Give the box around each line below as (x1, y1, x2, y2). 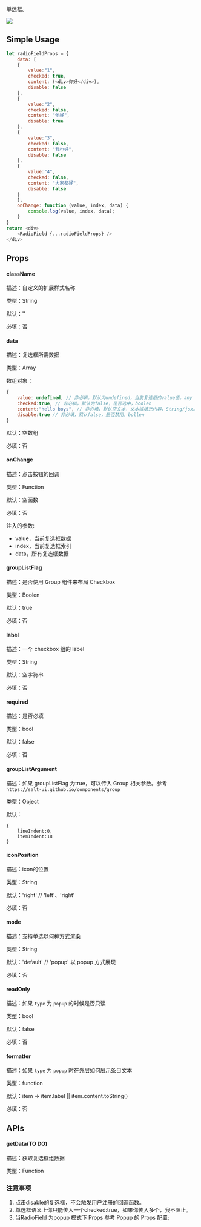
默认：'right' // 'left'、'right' (6, 891, 75, 898)
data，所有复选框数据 (15, 550, 69, 557)
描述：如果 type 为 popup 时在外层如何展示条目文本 (6, 1067, 133, 1074)
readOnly (6, 985, 30, 993)
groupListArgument (6, 766, 58, 773)
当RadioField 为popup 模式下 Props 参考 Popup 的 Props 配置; (15, 1214, 170, 1222)
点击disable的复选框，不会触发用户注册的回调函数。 (15, 1199, 145, 1206)
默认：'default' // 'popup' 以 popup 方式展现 (6, 959, 116, 966)
